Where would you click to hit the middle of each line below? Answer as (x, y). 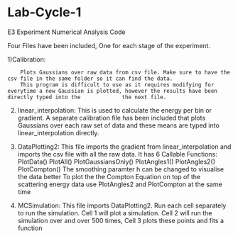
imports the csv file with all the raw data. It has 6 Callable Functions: (118, 154)
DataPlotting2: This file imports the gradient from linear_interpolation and (124, 147)
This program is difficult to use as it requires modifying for (117, 85)
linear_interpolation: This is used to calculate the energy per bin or (114, 110)
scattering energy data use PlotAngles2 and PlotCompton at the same (120, 184)
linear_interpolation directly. (58, 132)
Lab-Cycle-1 (44, 12)
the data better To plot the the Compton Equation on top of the (109, 176)
